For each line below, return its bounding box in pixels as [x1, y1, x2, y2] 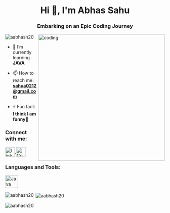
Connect [5, 129, 27, 136]
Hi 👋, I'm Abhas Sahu [40, 5, 130, 16]
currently [12, 49, 32, 55]
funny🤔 [12, 116, 29, 122]
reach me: [12, 77, 34, 83]
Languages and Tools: [5, 163, 61, 171]
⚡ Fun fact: [12, 104, 35, 110]
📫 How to [12, 70, 34, 76]
